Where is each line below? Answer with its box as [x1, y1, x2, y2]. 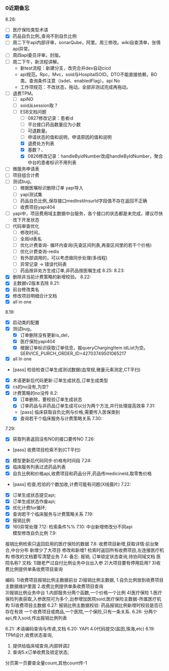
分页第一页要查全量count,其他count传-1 [5, 660, 87, 666]
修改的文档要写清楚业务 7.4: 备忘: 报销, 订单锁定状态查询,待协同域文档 [11, 553, 155, 560]
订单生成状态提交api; [12, 492, 56, 498]
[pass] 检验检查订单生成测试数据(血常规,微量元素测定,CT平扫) [12, 366, 141, 372]
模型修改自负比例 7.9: [12, 530, 57, 536]
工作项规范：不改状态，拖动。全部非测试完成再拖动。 [20, 84, 131, 90]
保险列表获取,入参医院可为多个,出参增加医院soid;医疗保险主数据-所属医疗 [5, 595, 157, 602]
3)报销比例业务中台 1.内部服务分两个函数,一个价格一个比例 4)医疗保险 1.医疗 [5, 589, 162, 595]
